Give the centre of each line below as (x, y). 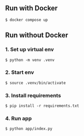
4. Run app (18, 118)
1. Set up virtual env (29, 50)
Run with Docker (31, 8)
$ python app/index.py (29, 129)
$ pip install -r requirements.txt (42, 106)
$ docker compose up (27, 20)
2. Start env (19, 72)
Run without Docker (37, 35)
